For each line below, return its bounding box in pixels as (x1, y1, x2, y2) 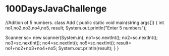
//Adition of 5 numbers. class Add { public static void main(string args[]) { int (5, 19, 164, 25)
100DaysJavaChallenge (5, 3, 107, 14)
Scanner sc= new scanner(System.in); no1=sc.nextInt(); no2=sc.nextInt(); (5, 34, 158, 40)
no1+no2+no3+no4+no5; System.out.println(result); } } (5, 45, 119, 51)
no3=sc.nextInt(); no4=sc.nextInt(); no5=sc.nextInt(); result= (5, 39, 132, 45)
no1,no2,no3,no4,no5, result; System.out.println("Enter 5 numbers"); (5, 24, 147, 30)
